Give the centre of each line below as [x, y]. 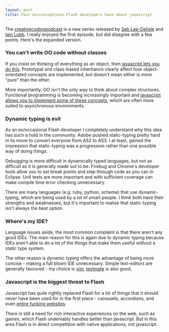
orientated [16, 74]
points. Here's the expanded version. [44, 40]
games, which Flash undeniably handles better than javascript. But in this [81, 319]
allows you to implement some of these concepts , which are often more [80, 100]
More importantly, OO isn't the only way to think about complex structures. [83, 89]
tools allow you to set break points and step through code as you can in [79, 172]
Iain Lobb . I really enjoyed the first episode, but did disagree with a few [79, 34]
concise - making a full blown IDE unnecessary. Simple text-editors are [79, 263]
